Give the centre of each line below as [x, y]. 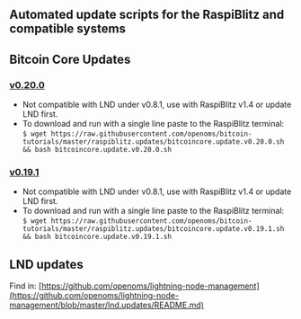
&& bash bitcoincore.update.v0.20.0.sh [97, 150]
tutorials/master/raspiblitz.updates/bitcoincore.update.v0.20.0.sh [153, 142]
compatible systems [67, 29]
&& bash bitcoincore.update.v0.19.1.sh [97, 237]
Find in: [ [26, 286]
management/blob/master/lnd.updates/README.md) [107, 306]
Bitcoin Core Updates [70, 59]
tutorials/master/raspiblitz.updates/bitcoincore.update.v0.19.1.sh [153, 229]
